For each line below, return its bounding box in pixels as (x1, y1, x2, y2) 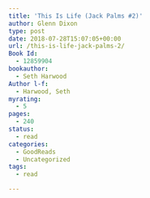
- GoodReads (15, 148, 57, 156)
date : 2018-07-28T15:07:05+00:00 (8, 34, 122, 43)
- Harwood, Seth (15, 87, 71, 96)
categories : (8, 140, 49, 148)
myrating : (8, 95, 42, 103)
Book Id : (8, 49, 38, 58)
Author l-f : (8, 80, 49, 88)
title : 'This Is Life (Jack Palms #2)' (8, 11, 144, 20)
